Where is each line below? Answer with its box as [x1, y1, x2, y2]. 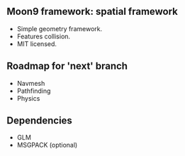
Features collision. [16, 32, 71, 40]
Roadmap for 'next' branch [6, 60, 128, 72]
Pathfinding [16, 87, 51, 95]
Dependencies [6, 115, 72, 127]
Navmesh [16, 79, 45, 87]
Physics [16, 94, 40, 102]
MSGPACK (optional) [16, 141, 78, 150]
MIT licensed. [16, 39, 57, 48]
